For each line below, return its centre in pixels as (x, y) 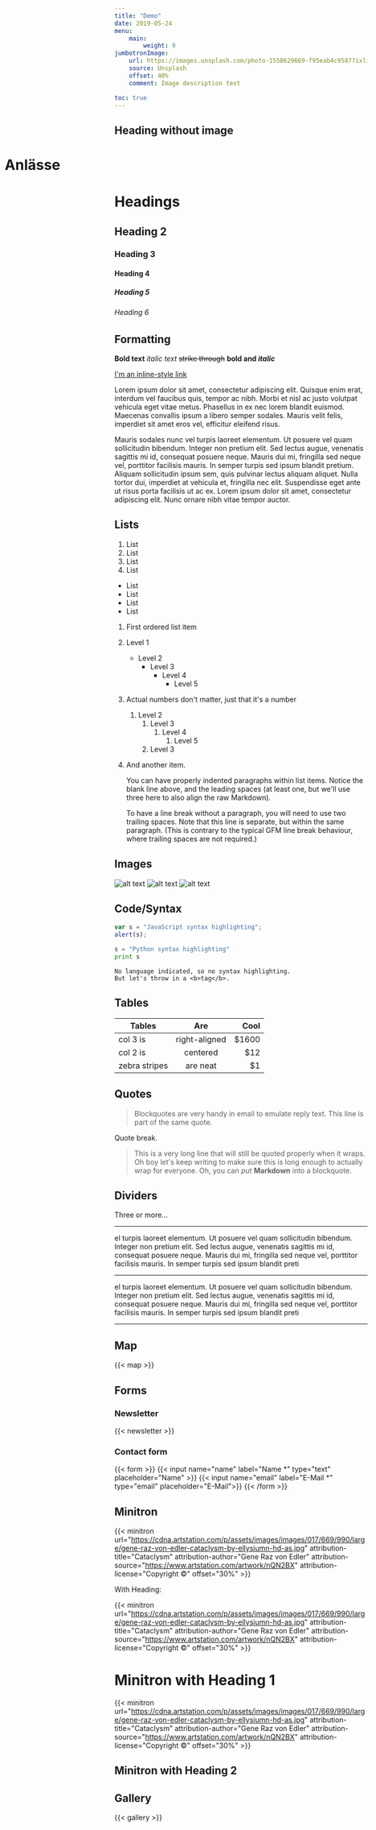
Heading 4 (132, 274)
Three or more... (141, 1215)
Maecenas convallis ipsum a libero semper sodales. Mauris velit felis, (229, 416)
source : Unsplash (158, 68)
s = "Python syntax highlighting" (172, 950)
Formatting (143, 339)
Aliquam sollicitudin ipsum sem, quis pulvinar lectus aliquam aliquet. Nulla (236, 474)
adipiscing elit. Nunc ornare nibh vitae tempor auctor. (202, 499)
